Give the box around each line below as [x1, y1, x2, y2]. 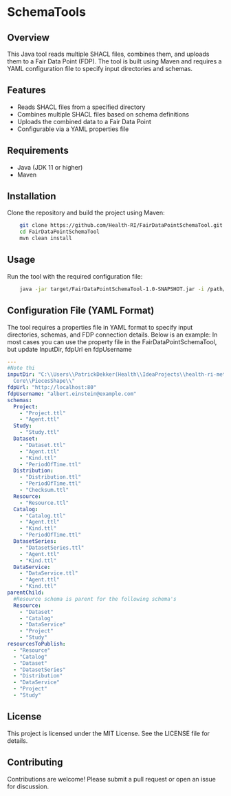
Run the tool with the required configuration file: [7, 272, 143, 280]
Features [7, 84, 46, 97]
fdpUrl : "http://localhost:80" [7, 384, 97, 391]
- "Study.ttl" [19, 429, 60, 436]
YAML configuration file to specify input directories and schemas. [7, 65, 193, 72]
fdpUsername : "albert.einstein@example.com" [7, 390, 137, 397]
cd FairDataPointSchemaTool [19, 228, 100, 235]
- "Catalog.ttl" [19, 512, 67, 519]
